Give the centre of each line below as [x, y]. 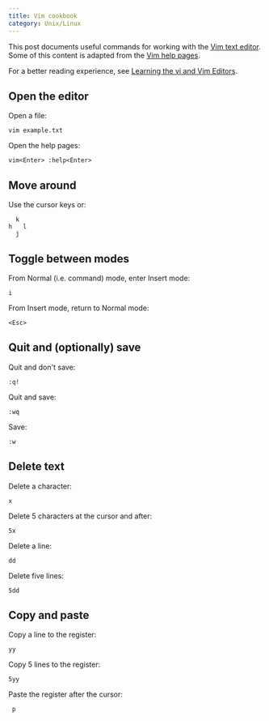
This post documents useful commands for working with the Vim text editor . [134, 46]
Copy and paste [49, 615]
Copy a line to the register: [53, 635]
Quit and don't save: [42, 367]
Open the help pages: [44, 146]
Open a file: [27, 116]
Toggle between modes [69, 259]
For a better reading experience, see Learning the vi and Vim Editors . [123, 70]
